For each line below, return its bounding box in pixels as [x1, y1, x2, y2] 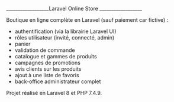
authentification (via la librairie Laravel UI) [14, 28, 117, 35]
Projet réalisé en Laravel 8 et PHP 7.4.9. [6, 90, 102, 96]
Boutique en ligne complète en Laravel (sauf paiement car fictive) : [6, 17, 169, 23]
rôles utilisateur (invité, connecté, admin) [14, 34, 115, 41]
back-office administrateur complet [14, 78, 101, 85]
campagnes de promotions [14, 59, 81, 66]
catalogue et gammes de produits [14, 53, 97, 60]
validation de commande [14, 47, 75, 54]
